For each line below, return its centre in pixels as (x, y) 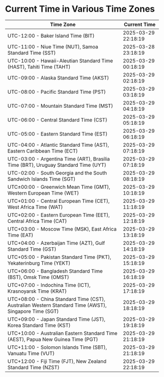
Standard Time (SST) (32, 53)
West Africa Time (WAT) (35, 207)
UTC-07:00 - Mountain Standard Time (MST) (60, 106)
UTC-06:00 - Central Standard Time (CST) (57, 119)
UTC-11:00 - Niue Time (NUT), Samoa (53, 46)
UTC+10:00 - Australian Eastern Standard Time (62, 333)
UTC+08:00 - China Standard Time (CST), (56, 299)
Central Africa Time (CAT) (37, 221)
